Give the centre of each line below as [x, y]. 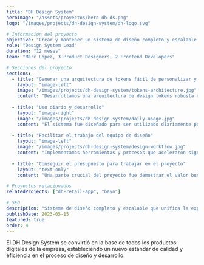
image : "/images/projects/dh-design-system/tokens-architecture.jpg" [107, 91]
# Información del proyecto [42, 34]
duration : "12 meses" [34, 51]
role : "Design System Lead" [42, 46]
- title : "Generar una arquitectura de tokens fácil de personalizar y [104, 79]
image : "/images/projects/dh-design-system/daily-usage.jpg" [96, 119]
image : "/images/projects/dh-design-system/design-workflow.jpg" [102, 147]
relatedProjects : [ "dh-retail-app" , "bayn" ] [63, 192]
